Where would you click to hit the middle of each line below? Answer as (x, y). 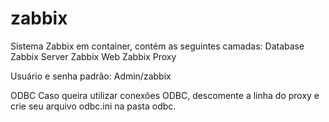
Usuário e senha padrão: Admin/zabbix (91, 76)
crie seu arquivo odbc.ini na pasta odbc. (93, 106)
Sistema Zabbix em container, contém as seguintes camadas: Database (157, 46)
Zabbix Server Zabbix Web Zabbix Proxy (93, 56)
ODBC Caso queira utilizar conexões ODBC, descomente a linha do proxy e (165, 95)
